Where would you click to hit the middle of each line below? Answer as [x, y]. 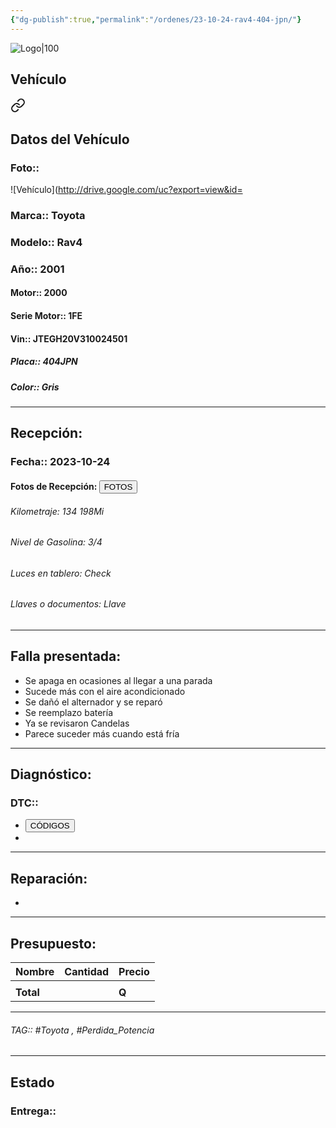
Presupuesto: [53, 943]
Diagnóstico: [51, 774]
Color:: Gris [35, 387]
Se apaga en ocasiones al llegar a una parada [118, 680]
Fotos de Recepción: [54, 486]
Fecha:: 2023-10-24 [60, 462]
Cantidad [87, 972]
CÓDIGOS [49, 826]
